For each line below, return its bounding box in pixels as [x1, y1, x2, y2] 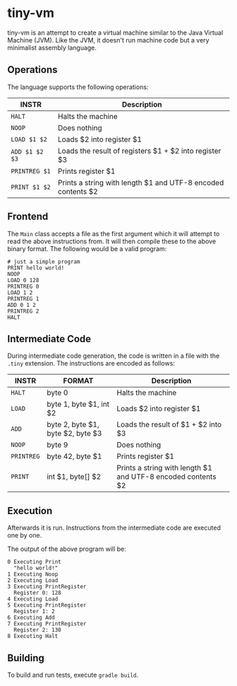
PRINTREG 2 [7, 308, 39, 315]
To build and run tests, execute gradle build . [7, 670, 139, 679]
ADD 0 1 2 [7, 301, 37, 308]
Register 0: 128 [13, 589, 61, 597]
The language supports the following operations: [7, 83, 149, 91]
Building [7, 652, 44, 664]
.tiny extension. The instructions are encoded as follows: [7, 359, 175, 368]
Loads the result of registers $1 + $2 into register [57, 146, 221, 156]
